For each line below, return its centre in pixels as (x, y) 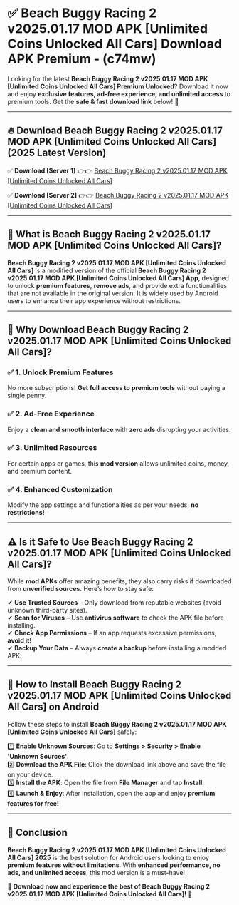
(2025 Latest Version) (57, 153)
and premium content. (40, 471)
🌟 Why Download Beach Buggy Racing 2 (98, 329)
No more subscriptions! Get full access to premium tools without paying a (116, 388)
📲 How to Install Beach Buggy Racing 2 (95, 685)
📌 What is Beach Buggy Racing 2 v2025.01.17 (109, 234)
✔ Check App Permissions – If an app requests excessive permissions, (112, 633)
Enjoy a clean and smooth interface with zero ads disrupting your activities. (119, 429)
